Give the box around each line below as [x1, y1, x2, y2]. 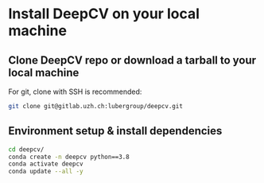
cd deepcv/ [8, 145, 45, 154]
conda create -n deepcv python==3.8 [8, 153, 130, 161]
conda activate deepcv [8, 160, 83, 168]
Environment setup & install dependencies [8, 124, 223, 138]
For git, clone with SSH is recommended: [8, 87, 142, 96]
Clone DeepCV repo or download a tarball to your [8, 53, 257, 67]
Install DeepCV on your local [8, 5, 200, 23]
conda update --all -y [8, 168, 83, 176]
